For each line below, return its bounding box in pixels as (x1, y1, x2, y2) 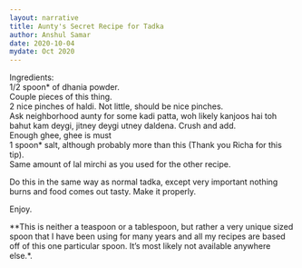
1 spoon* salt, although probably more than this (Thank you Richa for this (9, 140, 283, 151)
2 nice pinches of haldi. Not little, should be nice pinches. (9, 101, 224, 112)
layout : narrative (9, 13, 79, 23)
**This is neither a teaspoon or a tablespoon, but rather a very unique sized (9, 222, 294, 233)
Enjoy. (9, 203, 33, 214)
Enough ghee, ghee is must (9, 130, 112, 141)
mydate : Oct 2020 (9, 47, 75, 56)
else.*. (9, 251, 34, 262)
